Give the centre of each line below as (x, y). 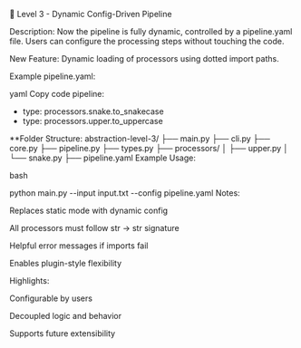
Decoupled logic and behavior (66, 316)
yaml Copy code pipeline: (57, 94)
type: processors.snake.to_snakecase (93, 111)
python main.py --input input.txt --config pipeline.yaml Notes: (125, 193)
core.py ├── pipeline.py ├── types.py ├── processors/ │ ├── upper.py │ (149, 148)
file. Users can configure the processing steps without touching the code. (147, 41)
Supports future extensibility (63, 333)
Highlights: (29, 280)
